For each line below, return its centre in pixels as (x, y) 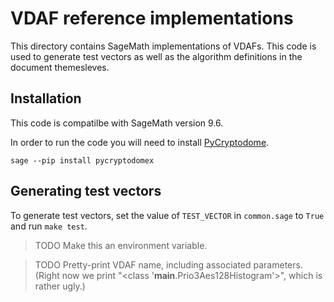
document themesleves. (60, 67)
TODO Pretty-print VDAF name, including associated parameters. (168, 264)
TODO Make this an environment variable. (121, 245)
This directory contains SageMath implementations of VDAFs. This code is (163, 46)
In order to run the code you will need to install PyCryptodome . (140, 142)
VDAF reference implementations (152, 18)
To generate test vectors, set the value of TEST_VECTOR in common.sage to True (167, 215)
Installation (46, 98)
